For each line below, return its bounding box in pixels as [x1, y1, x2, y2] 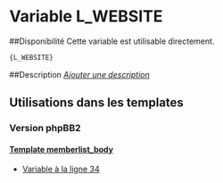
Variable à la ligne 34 [21, 163, 100, 175]
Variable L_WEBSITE [9, 6, 163, 27]
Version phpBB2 [9, 122, 82, 135]
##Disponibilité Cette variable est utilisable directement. [9, 36, 215, 46]
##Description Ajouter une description [9, 69, 150, 79]
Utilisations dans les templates [9, 96, 185, 111]
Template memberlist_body [9, 144, 114, 154]
